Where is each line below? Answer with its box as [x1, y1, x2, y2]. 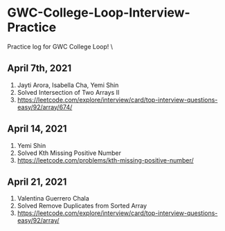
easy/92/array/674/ [17, 102, 73, 111]
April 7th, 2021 [7, 62, 71, 74]
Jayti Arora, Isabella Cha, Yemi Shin [17, 81, 119, 89]
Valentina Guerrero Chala [17, 194, 90, 203]
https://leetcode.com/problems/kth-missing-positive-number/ [17, 156, 194, 164]
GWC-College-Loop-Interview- [7, 5, 190, 21]
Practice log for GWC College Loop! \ [7, 42, 113, 50]
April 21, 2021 [7, 176, 67, 187]
